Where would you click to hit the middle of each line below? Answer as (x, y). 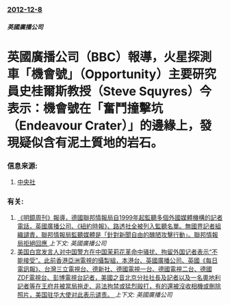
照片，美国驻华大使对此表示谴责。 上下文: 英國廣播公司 (94, 295)
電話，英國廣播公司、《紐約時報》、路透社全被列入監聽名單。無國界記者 (116, 226)
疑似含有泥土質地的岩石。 (91, 143)
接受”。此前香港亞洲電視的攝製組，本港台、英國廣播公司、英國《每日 (120, 260)
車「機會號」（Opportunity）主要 (100, 74)
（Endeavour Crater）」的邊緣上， (103, 125)
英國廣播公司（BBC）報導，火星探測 (110, 57)
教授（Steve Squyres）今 (140, 91)
